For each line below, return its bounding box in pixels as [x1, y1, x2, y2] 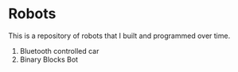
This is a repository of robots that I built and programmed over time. [8, 31, 231, 40]
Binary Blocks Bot [19, 55, 78, 64]
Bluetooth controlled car [19, 46, 99, 55]
